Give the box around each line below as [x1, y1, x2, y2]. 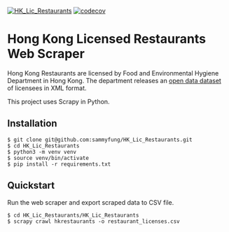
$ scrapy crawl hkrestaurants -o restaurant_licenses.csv [7, 217, 180, 225]
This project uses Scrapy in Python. [7, 97, 110, 106]
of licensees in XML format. [7, 84, 87, 92]
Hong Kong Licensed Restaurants [7, 31, 207, 47]
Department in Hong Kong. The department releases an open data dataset [7, 76, 222, 85]
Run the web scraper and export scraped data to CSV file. [7, 198, 174, 206]
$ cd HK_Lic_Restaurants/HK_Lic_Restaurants [7, 212, 139, 219]
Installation [7, 117, 57, 129]
